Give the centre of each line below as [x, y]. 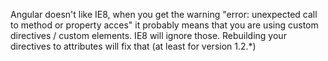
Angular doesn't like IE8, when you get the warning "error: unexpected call [164, 14]
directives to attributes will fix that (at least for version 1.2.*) [133, 46]
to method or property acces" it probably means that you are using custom [164, 25]
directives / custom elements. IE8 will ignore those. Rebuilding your [148, 35]
